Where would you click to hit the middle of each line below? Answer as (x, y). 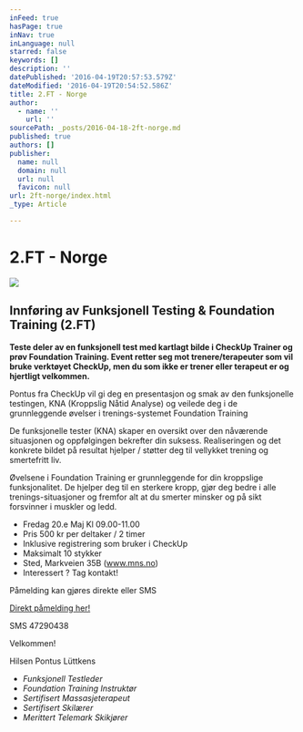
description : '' (40, 69)
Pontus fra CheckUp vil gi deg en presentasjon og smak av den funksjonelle (151, 394)
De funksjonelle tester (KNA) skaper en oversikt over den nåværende (139, 430)
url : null (36, 179)
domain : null (42, 170)
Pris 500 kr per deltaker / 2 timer (84, 533)
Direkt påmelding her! (50, 608)
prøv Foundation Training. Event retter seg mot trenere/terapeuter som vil (151, 356)
